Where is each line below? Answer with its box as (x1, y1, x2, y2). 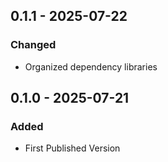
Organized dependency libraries (24, 60, 158, 73)
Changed (10, 38, 57, 52)
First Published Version (24, 142, 121, 154)
